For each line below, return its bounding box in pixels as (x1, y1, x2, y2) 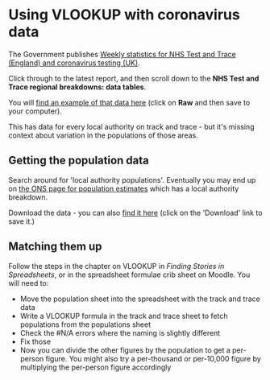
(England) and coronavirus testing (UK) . (8, 58, 140, 68)
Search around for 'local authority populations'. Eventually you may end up (8, 175, 256, 184)
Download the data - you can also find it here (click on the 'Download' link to (8, 208, 263, 217)
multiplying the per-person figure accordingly (19, 362, 172, 372)
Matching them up (8, 240, 102, 254)
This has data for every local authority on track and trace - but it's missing (8, 122, 255, 131)
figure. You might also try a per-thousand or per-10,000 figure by (45, 353, 262, 363)
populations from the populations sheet (19, 320, 152, 329)
